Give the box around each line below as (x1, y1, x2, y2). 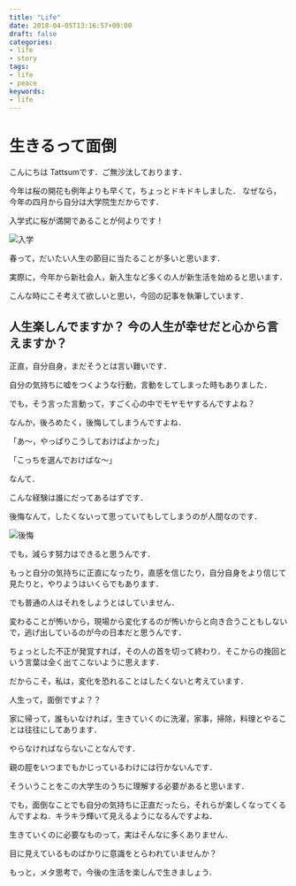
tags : (9, 63, 29, 72)
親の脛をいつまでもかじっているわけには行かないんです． (9, 762, 218, 773)
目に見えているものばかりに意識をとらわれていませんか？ (9, 848, 218, 859)
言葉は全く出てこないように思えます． (24, 657, 164, 668)
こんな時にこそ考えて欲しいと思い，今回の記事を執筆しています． (9, 291, 249, 302)
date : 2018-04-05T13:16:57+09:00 (9, 21, 133, 30)
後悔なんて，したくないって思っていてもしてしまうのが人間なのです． (9, 511, 262, 522)
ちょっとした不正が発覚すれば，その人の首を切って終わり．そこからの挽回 (9, 646, 280, 657)
